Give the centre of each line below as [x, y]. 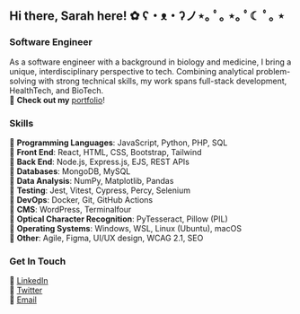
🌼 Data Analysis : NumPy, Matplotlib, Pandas [92, 180]
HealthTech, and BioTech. [57, 90]
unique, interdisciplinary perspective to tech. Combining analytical [132, 71]
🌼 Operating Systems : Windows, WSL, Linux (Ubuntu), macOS [126, 228]
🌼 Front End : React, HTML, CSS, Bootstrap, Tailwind [106, 152]
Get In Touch [38, 261]
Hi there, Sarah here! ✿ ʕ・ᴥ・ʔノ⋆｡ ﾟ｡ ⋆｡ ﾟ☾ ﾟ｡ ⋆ [147, 16]
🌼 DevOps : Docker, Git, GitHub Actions [81, 199]
